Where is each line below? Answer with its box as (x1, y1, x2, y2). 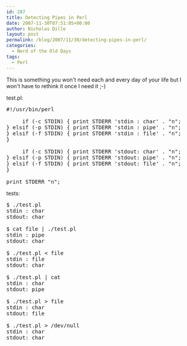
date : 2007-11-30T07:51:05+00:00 (6, 20, 90, 26)
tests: (6, 190, 20, 197)
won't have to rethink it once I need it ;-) (6, 82, 106, 89)
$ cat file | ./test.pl (6, 225, 77, 232)
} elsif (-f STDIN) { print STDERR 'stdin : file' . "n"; (6, 130, 182, 136)
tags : (6, 54, 20, 60)
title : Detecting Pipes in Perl (6, 14, 87, 21)
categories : (6, 43, 36, 49)
